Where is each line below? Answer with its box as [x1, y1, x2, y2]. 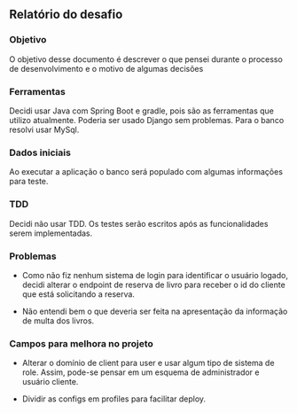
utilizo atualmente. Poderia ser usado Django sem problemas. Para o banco [9, 114, 285, 125]
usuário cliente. [21, 377, 79, 387]
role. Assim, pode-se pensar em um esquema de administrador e [21, 367, 260, 378]
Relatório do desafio [9, 7, 123, 22]
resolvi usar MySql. [9, 124, 80, 135]
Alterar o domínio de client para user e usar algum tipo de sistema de [21, 358, 275, 369]
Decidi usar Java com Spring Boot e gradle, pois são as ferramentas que [9, 105, 275, 116]
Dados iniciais [9, 146, 71, 159]
